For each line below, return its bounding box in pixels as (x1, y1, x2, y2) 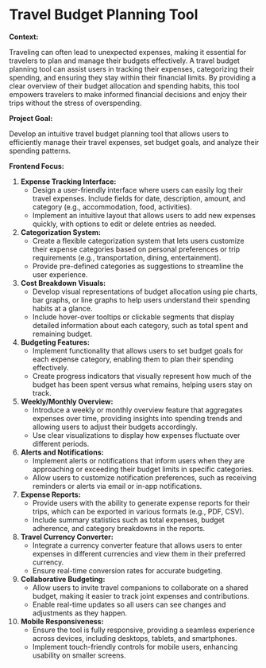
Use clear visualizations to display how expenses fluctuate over (32, 430, 241, 439)
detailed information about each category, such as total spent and (32, 320, 249, 330)
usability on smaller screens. (32, 650, 126, 660)
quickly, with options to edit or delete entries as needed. (32, 219, 217, 229)
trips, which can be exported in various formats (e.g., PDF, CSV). (32, 506, 245, 516)
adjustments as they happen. (32, 607, 128, 618)
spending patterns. (9, 146, 71, 155)
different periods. (32, 439, 90, 448)
